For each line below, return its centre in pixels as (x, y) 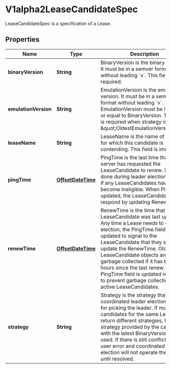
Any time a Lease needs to (132, 223)
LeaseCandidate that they (131, 242)
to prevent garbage (123, 280)
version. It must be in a (127, 96)
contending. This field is (129, 149)
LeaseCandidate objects (130, 255)
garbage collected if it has (132, 261)
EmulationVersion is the (129, 90)
